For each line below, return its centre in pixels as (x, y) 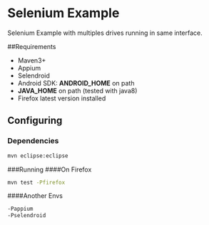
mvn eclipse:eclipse (38, 156)
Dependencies (33, 141)
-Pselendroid (27, 216)
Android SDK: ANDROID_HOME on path (76, 83)
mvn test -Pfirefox (36, 182)
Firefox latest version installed (62, 98)
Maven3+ (32, 60)
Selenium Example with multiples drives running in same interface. (105, 33)
